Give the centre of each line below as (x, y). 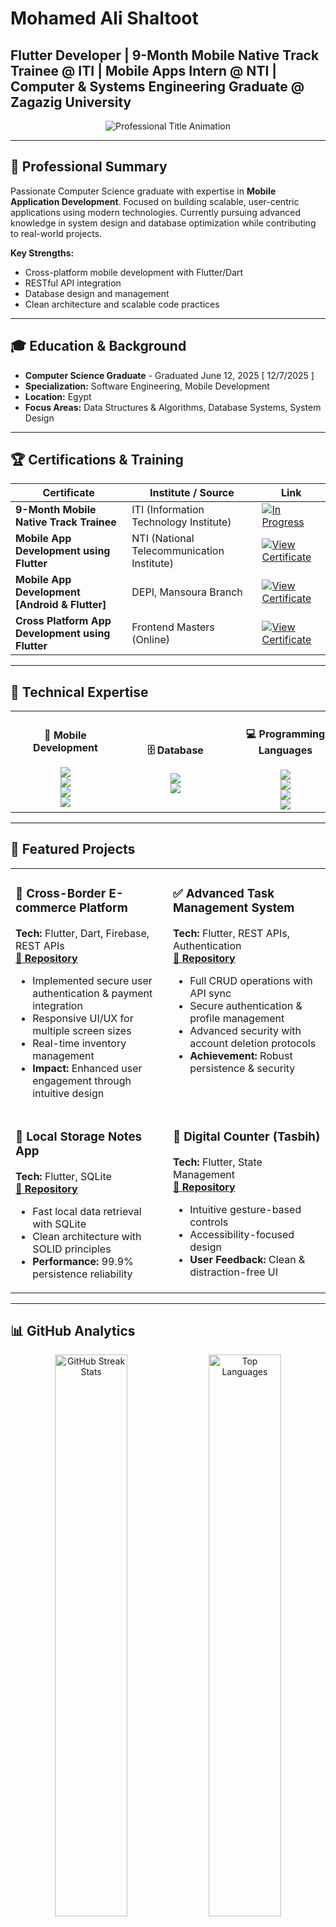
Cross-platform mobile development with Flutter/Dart (134, 272)
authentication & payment (92, 993)
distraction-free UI (234, 1272)
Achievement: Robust (241, 1055)
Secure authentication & (246, 1005)
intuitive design (68, 1093)
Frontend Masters (173, 627)
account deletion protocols (253, 1043)
